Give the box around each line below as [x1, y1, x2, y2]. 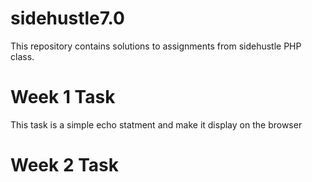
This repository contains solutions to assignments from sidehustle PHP [10, 40, 302, 52]
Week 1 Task [10, 86, 116, 109]
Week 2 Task [10, 154, 119, 177]
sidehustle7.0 [10, 7, 125, 30]
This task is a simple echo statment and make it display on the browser [10, 118, 303, 131]
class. [10, 50, 35, 62]
